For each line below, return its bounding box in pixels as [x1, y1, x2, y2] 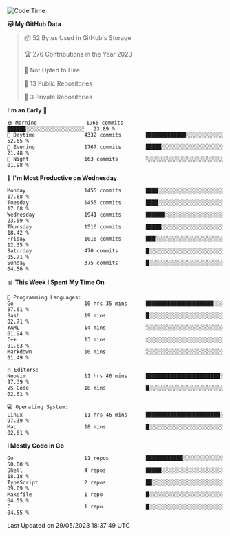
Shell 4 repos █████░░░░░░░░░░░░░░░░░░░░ [7, 467, 224, 474]
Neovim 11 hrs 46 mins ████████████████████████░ [7, 373, 224, 379]
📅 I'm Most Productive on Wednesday [7, 174, 117, 182]
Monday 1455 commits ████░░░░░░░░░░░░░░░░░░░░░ [7, 187, 224, 194]
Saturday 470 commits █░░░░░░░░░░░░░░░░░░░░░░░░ [7, 248, 224, 255]
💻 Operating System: [7, 404, 69, 410]
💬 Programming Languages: [7, 294, 81, 301]
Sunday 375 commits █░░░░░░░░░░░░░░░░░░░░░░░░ [7, 259, 224, 266]
